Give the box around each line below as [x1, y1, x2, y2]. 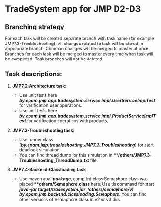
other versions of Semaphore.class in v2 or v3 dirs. [19, 196, 121, 202]
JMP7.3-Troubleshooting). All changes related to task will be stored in [5, 41, 144, 46]
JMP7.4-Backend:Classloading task [12, 166, 86, 172]
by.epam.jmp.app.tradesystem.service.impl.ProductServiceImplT [19, 113, 156, 118]
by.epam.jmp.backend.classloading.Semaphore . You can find [19, 191, 147, 197]
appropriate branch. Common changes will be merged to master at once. [5, 46, 150, 51]
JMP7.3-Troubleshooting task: [12, 127, 75, 133]
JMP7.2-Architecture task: [12, 83, 67, 89]
